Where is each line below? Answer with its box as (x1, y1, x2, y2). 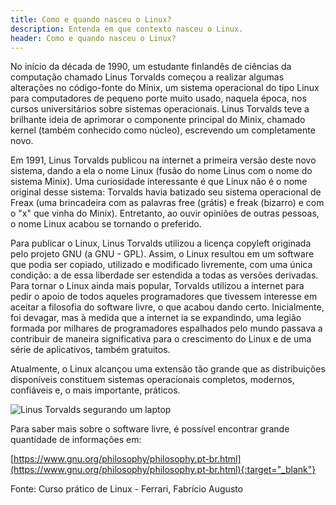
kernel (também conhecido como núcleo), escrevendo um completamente (10, 124, 316, 136)
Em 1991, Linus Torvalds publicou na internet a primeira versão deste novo (10, 154, 317, 166)
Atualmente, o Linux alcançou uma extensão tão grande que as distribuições (10, 363, 326, 375)
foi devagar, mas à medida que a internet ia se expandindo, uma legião (10, 312, 302, 324)
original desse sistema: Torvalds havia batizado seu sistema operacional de (10, 186, 322, 198)
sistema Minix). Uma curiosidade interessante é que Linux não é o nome (10, 176, 308, 188)
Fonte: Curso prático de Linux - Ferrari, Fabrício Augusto (10, 483, 244, 495)
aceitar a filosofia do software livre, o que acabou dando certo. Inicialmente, (10, 301, 325, 313)
